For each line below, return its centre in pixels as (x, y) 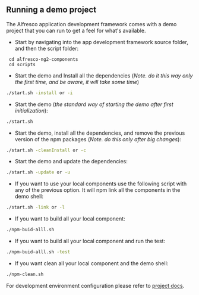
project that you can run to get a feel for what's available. (76, 30)
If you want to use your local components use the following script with (101, 184)
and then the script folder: (47, 48)
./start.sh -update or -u (38, 172)
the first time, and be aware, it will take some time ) (77, 82)
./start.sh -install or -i (40, 93)
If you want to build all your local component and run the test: (90, 241)
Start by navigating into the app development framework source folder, (102, 42)
